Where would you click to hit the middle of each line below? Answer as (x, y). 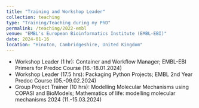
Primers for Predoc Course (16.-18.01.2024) (68, 68)
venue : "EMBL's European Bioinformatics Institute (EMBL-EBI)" (87, 34)
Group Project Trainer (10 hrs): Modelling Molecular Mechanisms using (102, 87)
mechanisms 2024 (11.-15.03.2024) (58, 99)
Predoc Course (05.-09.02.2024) (56, 80)
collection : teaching (33, 17)
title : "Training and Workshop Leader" (56, 12)
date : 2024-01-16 (28, 39)
